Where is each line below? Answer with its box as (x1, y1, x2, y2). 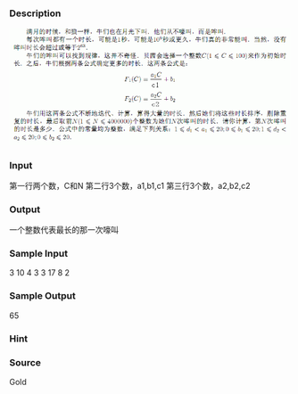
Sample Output (9, 290, 76, 302)
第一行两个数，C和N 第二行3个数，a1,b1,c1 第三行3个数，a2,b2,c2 (9, 180, 252, 191)
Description (9, 7, 62, 20)
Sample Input (9, 248, 69, 260)
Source (9, 356, 42, 368)
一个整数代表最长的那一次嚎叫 (9, 225, 119, 235)
